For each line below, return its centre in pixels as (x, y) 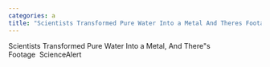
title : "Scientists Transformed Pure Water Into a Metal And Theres (125, 23)
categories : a (32, 16)
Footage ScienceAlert (45, 54)
